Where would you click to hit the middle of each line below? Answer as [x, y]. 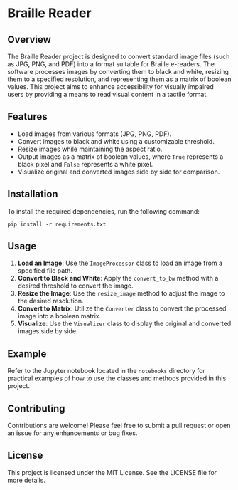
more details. [27, 480]
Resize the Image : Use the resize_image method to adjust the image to [121, 293]
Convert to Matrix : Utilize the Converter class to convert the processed [122, 308]
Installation [33, 194]
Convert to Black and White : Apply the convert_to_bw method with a [118, 278]
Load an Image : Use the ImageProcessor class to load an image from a [120, 263]
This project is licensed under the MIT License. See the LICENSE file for [112, 472]
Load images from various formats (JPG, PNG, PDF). [94, 134]
